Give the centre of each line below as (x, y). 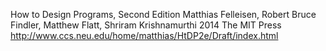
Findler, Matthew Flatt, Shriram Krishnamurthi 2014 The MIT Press (146, 25)
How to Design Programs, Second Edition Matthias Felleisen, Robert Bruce (163, 14)
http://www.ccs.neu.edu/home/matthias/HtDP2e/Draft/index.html (144, 35)
